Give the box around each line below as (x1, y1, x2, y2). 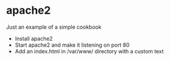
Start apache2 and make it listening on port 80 (14, 41, 130, 48)
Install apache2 (14, 35, 53, 42)
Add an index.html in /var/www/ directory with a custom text (14, 47, 164, 54)
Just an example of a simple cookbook (6, 23, 102, 30)
